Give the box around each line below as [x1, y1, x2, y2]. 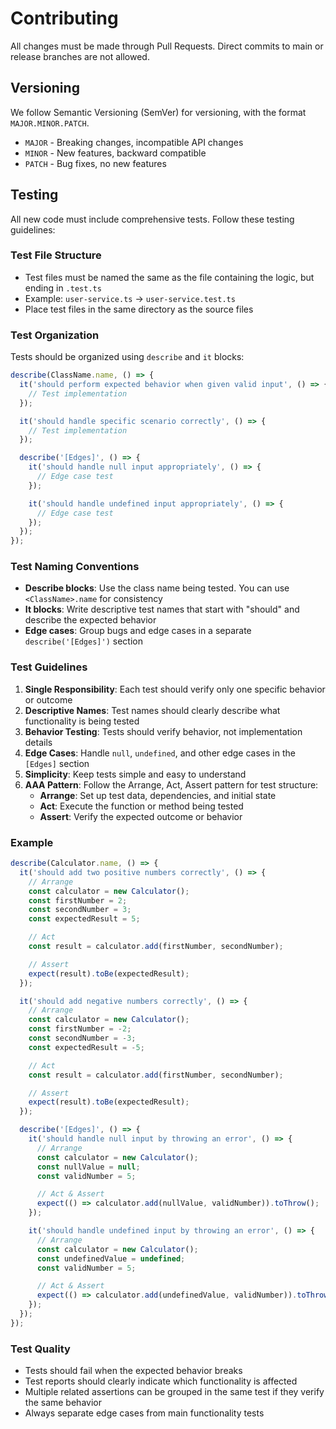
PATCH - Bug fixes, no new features [24, 157, 167, 169]
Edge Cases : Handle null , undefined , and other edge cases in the [24, 747, 296, 759]
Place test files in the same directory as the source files [24, 303, 254, 315]
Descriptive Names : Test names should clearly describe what [24, 704, 281, 716]
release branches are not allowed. [10, 50, 150, 62]
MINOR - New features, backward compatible [24, 147, 207, 159]
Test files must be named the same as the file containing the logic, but [24, 271, 315, 283]
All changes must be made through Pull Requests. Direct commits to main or [10, 40, 324, 52]
